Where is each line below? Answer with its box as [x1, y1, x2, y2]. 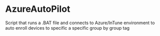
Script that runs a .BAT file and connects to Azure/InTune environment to [5, 20, 155, 26]
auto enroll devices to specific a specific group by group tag [5, 25, 130, 31]
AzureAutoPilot [5, 3, 71, 15]
